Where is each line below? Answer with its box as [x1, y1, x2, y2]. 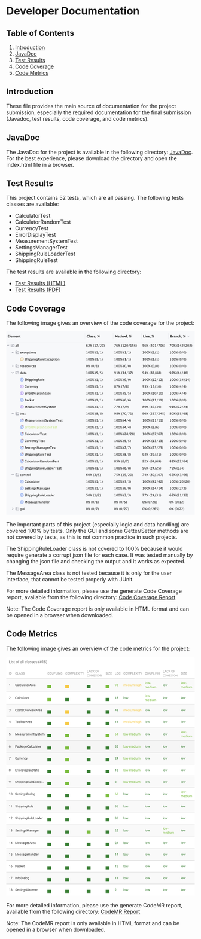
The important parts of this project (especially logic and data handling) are [6, 520, 190, 528]
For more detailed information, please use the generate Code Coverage [6, 587, 182, 595]
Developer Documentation [6, 4, 140, 18]
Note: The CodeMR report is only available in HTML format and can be [6, 920, 180, 927]
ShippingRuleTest [14, 257, 58, 264]
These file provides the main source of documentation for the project [6, 102, 176, 109]
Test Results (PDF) [14, 286, 61, 294]
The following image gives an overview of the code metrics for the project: [6, 645, 190, 652]
